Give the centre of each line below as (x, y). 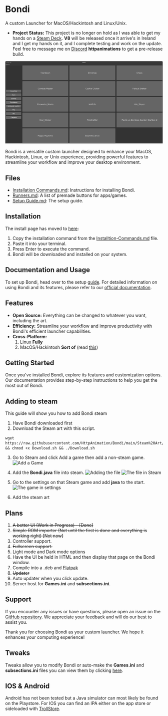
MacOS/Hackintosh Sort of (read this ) (59, 347)
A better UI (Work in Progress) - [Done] (53, 525)
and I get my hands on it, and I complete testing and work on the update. (87, 43)
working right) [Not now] (38, 536)
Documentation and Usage (48, 270)
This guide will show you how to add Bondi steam (56, 413)
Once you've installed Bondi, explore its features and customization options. (83, 375)
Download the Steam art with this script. (54, 428)
